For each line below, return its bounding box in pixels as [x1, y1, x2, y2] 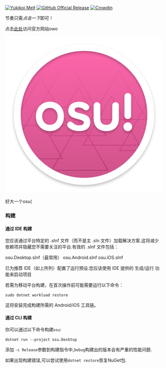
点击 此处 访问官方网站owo [5, 26, 58, 32]
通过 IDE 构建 [5, 226, 32, 232]
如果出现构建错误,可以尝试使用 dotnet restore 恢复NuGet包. [5, 357, 127, 363]
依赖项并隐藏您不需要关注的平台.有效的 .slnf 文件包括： [5, 244, 119, 250]
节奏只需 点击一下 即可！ [5, 15, 53, 21]
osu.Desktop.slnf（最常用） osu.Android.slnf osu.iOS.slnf [5, 255, 123, 261]
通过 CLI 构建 [5, 314, 32, 320]
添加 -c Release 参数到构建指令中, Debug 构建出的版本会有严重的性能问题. [5, 346, 152, 353]
